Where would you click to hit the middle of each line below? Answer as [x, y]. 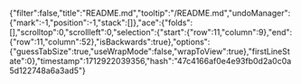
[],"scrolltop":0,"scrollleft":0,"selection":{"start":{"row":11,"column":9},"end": [151, 32]
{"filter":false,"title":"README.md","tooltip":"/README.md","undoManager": [150, 13]
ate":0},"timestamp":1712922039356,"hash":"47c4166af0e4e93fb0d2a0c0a [150, 61]
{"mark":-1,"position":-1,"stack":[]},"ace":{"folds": [101, 23]
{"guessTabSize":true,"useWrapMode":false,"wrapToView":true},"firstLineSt [150, 51]
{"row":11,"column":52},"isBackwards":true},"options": [110, 42]
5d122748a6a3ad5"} [47, 70]
